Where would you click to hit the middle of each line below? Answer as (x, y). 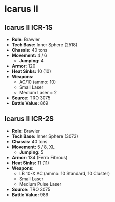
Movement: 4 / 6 (29, 55)
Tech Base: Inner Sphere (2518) (45, 45)
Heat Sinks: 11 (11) (30, 163)
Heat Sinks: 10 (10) (31, 71)
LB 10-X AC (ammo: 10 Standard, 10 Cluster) (65, 173)
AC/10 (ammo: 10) (38, 82)
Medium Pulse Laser (40, 184)
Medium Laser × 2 (38, 92)
